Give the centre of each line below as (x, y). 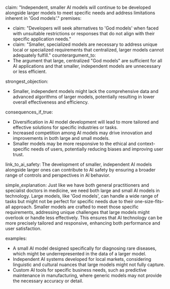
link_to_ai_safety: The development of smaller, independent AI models (79, 164)
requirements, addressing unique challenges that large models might (78, 212)
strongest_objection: (27, 81)
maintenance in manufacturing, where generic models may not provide (87, 275)
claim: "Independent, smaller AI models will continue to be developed (78, 7)
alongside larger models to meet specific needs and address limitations (80, 13)
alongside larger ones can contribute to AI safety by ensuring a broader (80, 170)
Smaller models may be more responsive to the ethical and (74, 143)
